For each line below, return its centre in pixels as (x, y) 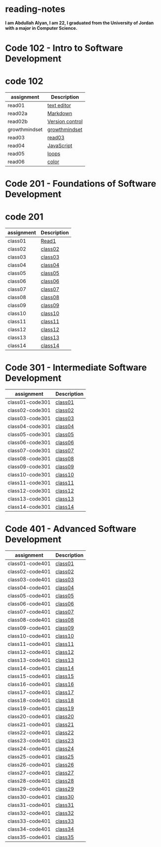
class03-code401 (29, 580)
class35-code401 (29, 837)
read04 (16, 146)
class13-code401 (29, 660)
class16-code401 (29, 685)
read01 (16, 106)
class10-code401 (29, 636)
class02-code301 (29, 411)
